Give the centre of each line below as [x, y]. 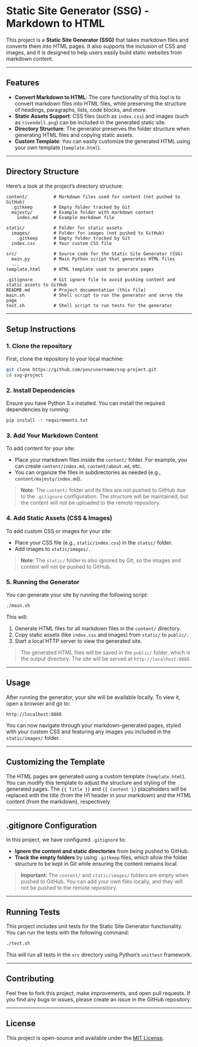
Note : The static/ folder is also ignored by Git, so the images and [100, 560]
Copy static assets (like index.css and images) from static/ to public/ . [101, 634]
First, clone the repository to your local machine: [65, 359]
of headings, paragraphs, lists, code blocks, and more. [81, 109]
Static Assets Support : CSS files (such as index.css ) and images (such [101, 116]
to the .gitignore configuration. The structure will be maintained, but [104, 497]
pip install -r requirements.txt [47, 421]
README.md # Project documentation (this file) [76, 290]
